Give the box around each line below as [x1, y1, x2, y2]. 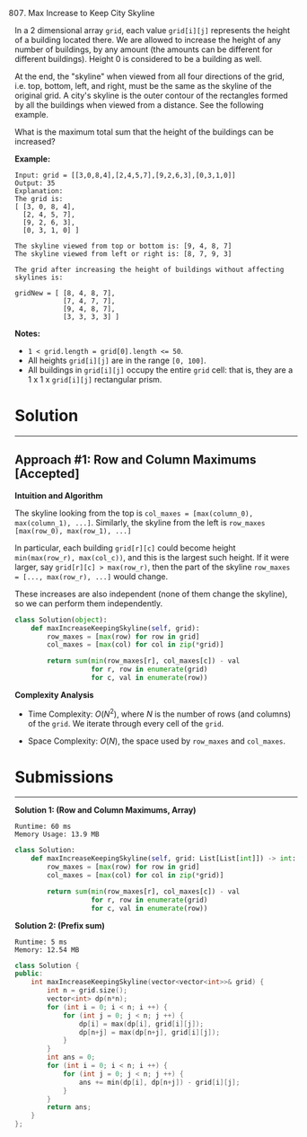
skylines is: [14, 273, 64, 282]
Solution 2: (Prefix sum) [14, 920, 106, 930]
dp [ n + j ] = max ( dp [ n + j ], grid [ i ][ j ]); [78, 1027, 221, 1036]
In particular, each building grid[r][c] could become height [14, 542, 236, 553]
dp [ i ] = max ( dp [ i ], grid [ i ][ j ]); [78, 1019, 205, 1028]
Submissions [14, 767, 114, 787]
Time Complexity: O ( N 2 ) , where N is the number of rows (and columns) [27, 707, 291, 719]
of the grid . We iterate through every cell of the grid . [27, 718, 224, 728]
